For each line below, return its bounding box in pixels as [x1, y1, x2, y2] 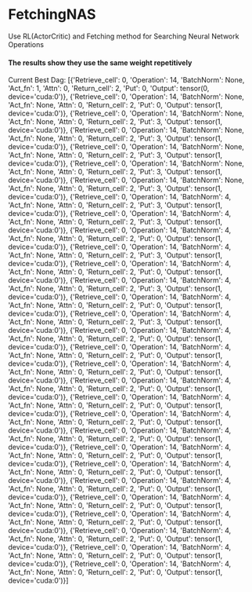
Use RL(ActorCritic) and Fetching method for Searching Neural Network [8, 31, 239, 41]
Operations [8, 39, 45, 49]
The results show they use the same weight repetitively [8, 57, 193, 68]
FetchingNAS [8, 5, 96, 24]
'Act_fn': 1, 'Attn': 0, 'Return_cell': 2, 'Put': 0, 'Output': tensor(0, [8, 84, 210, 93]
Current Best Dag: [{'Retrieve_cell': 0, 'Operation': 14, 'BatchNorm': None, [8, 75, 245, 85]
